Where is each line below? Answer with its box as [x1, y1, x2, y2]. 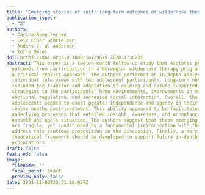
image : [6, 156, 23, 163]
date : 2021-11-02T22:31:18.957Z [6, 180, 88, 186]
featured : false [6, 151, 48, 157]
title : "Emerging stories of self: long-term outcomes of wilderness [6, 9, 187, 15]
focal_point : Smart [12, 168, 62, 174]
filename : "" [12, 163, 45, 169]
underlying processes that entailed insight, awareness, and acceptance [12, 111, 201, 117]
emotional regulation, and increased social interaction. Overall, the [12, 94, 198, 100]
